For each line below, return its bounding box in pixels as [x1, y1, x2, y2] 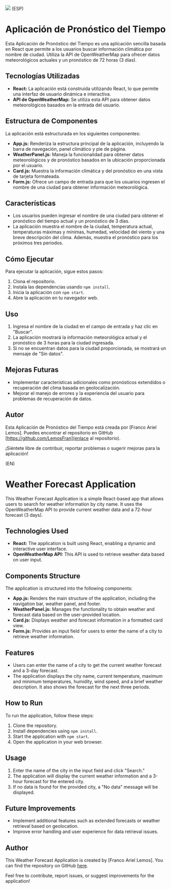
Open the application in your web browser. [12, 738, 103, 745]
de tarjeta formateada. [12, 173, 61, 179]
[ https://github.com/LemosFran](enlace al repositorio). [5, 435, 121, 441]
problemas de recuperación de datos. [12, 395, 92, 402]
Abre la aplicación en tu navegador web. [12, 295, 99, 301]
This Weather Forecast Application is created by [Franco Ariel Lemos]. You [5, 857, 163, 863]
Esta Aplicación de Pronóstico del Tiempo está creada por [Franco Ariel [5, 424, 157, 430]
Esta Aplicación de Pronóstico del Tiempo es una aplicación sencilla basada [5, 40, 166, 46]
